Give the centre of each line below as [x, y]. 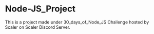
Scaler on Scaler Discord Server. [38, 27]
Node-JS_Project [40, 9]
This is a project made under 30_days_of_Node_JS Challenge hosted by [77, 22]
